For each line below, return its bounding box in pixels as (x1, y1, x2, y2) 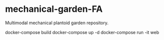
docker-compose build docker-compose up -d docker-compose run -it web (5, 29, 160, 35)
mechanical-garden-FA (5, 3, 103, 15)
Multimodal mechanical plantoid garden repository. (5, 20, 109, 26)
